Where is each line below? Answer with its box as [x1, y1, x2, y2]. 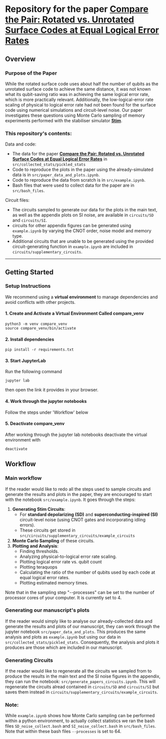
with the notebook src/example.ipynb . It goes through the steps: [5, 496, 136, 502]
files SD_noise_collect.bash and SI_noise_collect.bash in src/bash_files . [5, 723, 157, 729]
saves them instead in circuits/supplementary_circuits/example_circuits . [5, 689, 158, 695]
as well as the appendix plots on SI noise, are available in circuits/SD [12, 212, 154, 218]
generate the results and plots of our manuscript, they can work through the [5, 623, 160, 629]
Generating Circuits [5, 657, 53, 664]
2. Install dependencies [5, 336, 54, 342]
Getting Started [5, 268, 54, 276]
